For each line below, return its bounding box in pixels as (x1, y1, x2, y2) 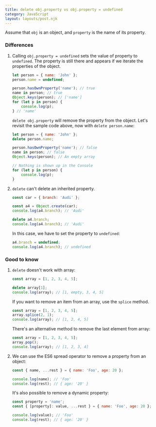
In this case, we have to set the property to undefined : (12, 230, 120, 236)
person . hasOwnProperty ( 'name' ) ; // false (12, 145, 98, 150)
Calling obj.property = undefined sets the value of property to (12, 53, 138, 58)
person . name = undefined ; (12, 77, 65, 82)
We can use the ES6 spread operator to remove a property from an (12, 353, 146, 359)
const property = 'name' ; (12, 399, 65, 405)
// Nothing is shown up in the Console (12, 163, 93, 168)
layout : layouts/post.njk (5, 16, 57, 21)
